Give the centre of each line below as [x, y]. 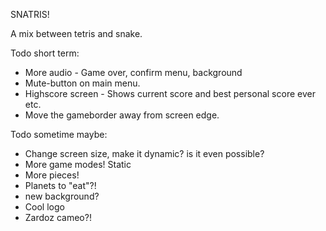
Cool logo [44, 207]
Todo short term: [45, 53]
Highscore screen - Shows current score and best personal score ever [170, 93]
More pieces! [52, 175]
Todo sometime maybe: [59, 134]
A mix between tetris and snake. [76, 33]
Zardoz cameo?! [58, 217]
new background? [62, 196]
